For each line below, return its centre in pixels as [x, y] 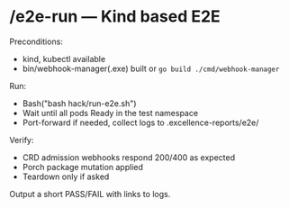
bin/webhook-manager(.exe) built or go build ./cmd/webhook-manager [151, 68]
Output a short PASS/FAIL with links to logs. [90, 194]
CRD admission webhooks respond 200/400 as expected [129, 157]
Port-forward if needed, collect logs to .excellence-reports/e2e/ [140, 122]
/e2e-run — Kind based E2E [115, 17]
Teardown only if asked [66, 176]
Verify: [22, 140]
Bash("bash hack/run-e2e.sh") [79, 103]
